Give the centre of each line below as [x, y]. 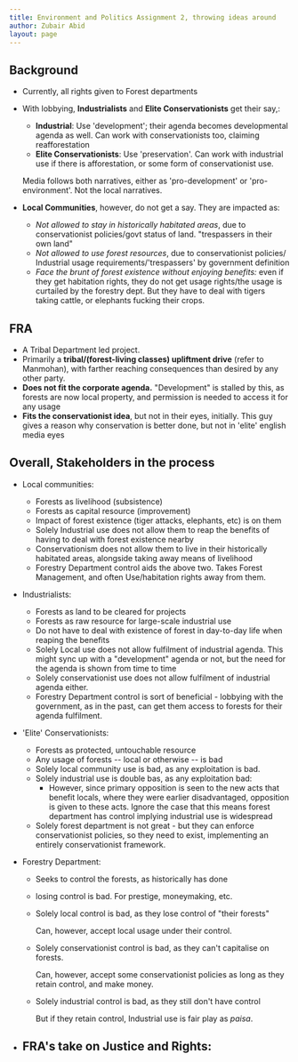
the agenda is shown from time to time [106, 668]
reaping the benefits [72, 640]
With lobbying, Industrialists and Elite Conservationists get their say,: [151, 109]
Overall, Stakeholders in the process [112, 463]
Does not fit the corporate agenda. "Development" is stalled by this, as [153, 387]
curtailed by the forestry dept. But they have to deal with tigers [150, 291]
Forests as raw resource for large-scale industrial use [133, 621]
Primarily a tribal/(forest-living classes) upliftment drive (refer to [143, 359]
